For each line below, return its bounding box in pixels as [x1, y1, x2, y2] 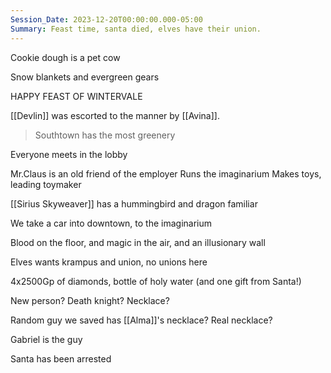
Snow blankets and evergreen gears [10, 71, 160, 83]
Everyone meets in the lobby [10, 148, 128, 160]
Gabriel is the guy [10, 333, 83, 345]
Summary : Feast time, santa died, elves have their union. [10, 24, 262, 34]
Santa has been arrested [10, 352, 112, 365]
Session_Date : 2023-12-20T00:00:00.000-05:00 [10, 14, 203, 25]
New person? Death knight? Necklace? [10, 294, 170, 306]
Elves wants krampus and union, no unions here [10, 256, 208, 268]
